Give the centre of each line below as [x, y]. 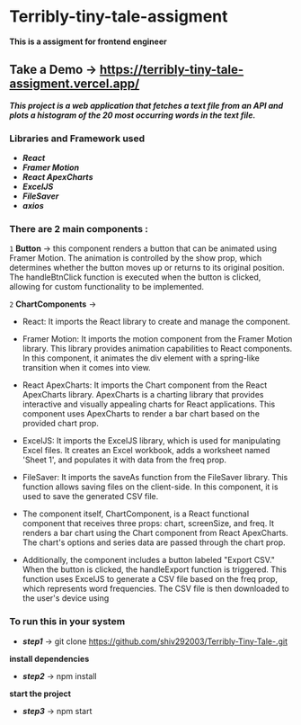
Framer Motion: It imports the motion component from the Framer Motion [157, 339]
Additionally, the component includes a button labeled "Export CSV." [149, 560]
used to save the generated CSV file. [90, 497]
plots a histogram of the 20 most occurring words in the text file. [133, 115]
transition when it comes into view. [86, 368]
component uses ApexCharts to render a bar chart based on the [141, 414]
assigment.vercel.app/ [75, 84]
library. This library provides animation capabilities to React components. [157, 349]
